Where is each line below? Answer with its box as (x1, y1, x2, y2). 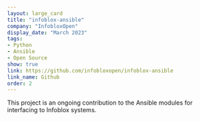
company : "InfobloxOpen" (7, 23, 78, 29)
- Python (7, 42, 32, 49)
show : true (7, 61, 38, 68)
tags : (7, 36, 23, 42)
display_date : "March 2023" (7, 29, 88, 36)
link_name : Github (7, 73, 60, 81)
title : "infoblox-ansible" (7, 16, 85, 23)
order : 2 (7, 80, 32, 87)
